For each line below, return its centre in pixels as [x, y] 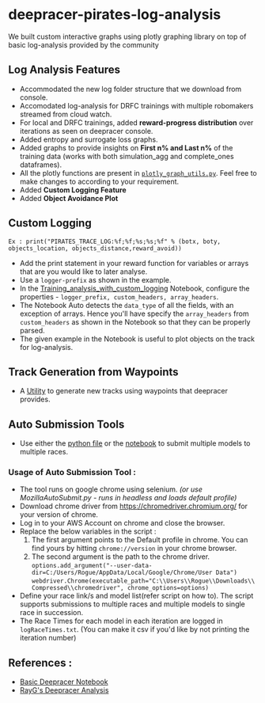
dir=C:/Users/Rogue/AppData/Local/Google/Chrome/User [122, 573]
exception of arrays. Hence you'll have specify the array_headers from [134, 313]
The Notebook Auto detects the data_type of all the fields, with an [127, 305]
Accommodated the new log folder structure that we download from [131, 89]
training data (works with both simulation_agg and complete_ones [127, 156]
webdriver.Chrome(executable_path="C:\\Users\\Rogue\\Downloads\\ [143, 581]
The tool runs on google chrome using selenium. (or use [111, 489]
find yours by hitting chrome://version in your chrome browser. [134, 549]
